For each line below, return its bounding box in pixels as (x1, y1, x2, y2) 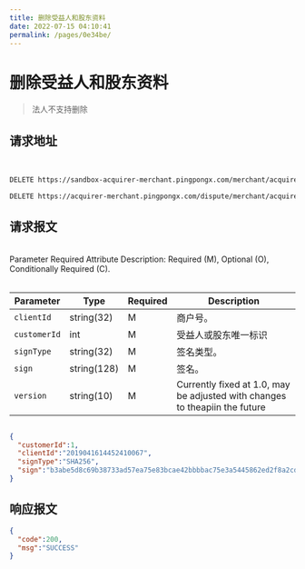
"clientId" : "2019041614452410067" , (17, 449, 152, 458)
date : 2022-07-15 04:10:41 (9, 22, 112, 31)
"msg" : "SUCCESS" (17, 543, 79, 553)
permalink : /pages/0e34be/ (9, 30, 112, 39)
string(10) (69, 389, 113, 402)
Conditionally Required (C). (9, 263, 111, 274)
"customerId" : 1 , (17, 440, 79, 450)
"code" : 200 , (17, 534, 64, 544)
